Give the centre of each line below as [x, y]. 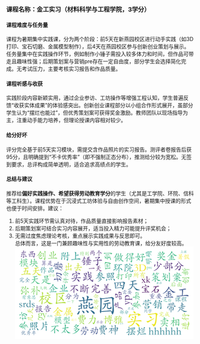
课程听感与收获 [24, 83]
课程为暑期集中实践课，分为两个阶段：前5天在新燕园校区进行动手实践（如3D [100, 39]
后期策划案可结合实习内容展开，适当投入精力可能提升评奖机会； [93, 228]
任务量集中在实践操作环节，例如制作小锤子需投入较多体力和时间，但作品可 [97, 54]
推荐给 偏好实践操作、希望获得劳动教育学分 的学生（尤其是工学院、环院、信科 [100, 193]
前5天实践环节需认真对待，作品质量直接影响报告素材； [82, 221]
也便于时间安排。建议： [35, 208]
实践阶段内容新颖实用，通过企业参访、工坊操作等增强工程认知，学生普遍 [95, 98]
